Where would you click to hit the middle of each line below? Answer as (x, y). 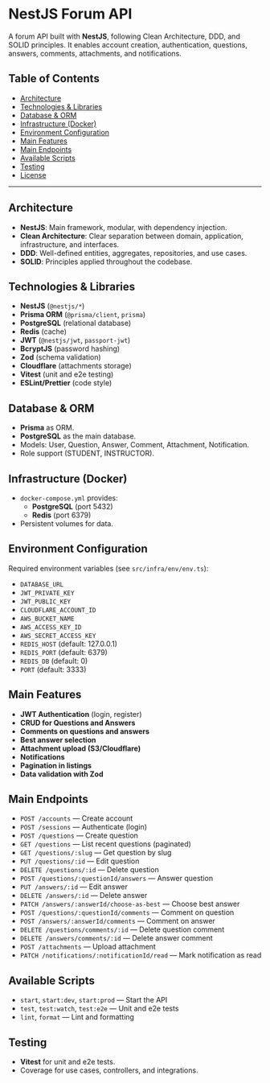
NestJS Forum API (70, 14)
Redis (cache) (43, 331)
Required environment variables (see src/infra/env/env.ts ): (108, 568)
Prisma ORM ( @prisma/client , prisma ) (83, 315)
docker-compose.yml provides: (69, 498)
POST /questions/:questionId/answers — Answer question (117, 879)
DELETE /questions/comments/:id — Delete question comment (122, 929)
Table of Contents (54, 78)
